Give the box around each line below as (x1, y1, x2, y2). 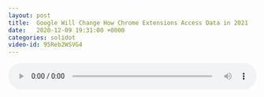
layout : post (8, 11, 51, 20)
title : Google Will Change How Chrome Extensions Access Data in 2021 (8, 19, 248, 27)
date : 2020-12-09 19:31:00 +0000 (8, 26, 125, 34)
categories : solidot (8, 33, 76, 42)
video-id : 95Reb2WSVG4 (8, 41, 83, 49)
